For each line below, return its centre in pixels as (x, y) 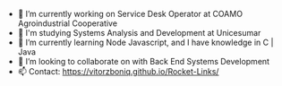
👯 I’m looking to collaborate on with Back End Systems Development (144, 61)
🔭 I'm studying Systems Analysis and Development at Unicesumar (139, 33)
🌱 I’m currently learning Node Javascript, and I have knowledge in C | (145, 42)
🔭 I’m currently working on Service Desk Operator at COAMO (130, 14)
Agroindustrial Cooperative (68, 23)
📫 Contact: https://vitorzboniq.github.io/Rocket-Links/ (118, 71)
